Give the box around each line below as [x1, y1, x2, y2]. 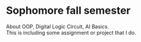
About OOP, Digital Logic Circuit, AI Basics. [6, 23, 110, 30]
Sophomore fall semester [6, 4, 131, 17]
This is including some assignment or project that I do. [6, 29, 136, 36]
